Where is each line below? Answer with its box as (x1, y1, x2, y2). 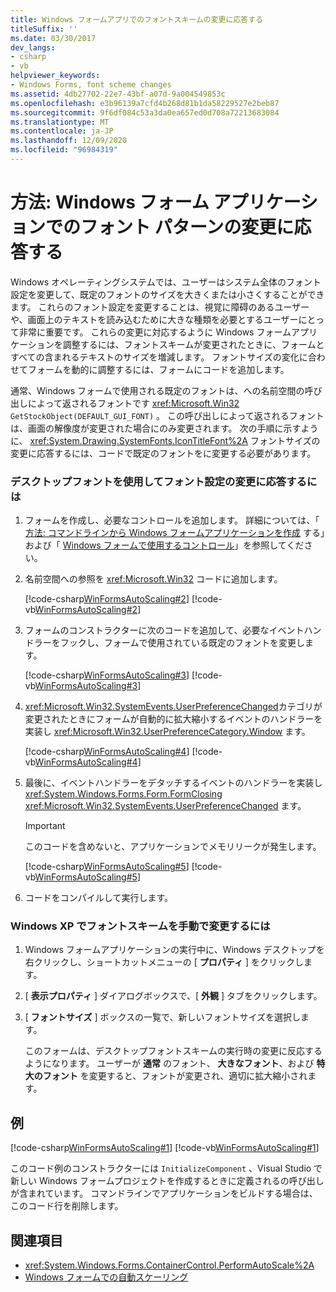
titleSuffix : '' (10, 24, 78, 34)
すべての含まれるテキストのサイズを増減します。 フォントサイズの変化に (10, 351, 308, 363)
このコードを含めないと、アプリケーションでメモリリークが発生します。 (24, 841, 322, 853)
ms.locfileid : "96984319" (10, 145, 118, 155)
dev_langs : (10, 42, 56, 53)
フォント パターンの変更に (80, 216, 295, 239)
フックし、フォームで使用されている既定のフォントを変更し (59, 637, 305, 649)
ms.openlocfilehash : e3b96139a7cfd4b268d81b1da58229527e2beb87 (10, 98, 280, 108)
